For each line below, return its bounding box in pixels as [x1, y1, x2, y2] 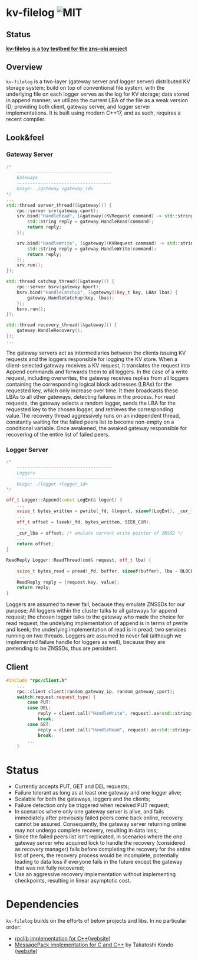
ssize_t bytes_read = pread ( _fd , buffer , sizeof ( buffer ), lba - [16, 568, 178, 574]
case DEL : [27, 705, 51, 711]
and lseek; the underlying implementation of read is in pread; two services [6, 626, 187, 633]
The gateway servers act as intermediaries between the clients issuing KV [6, 349, 186, 356]
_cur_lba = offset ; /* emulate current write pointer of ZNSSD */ [16, 530, 183, 536]
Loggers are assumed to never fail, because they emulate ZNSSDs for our [6, 601, 186, 608]
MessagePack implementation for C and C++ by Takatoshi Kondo [14, 941, 174, 948]
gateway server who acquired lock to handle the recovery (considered [14, 839, 186, 847]
